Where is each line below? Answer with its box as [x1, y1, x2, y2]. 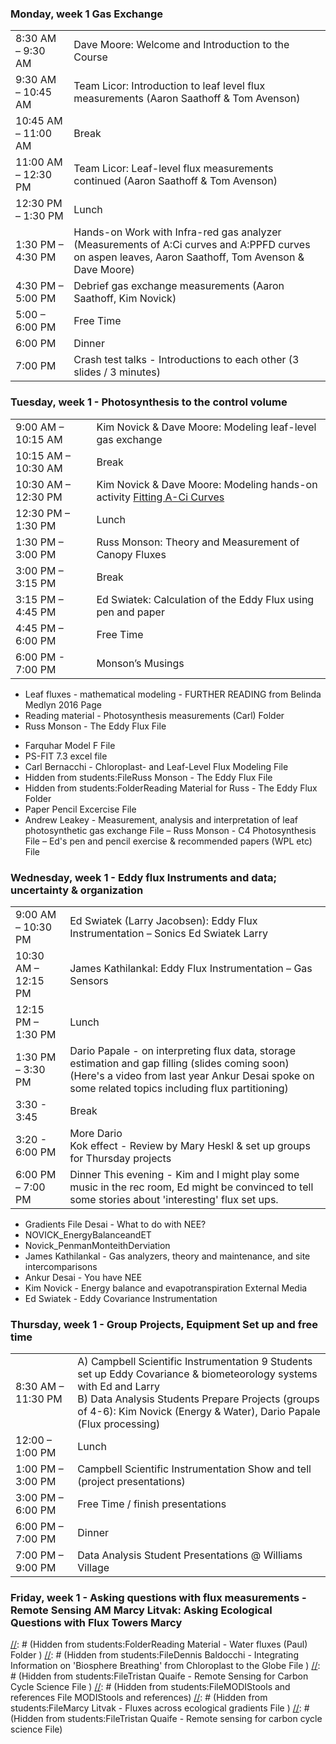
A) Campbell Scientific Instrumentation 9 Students [77, 1355, 313, 1369]
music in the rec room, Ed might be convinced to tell [69, 1180, 314, 1194]
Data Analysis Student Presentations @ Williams [77, 1548, 303, 1562]
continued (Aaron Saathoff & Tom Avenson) [73, 174, 278, 188]
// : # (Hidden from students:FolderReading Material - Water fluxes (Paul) [10, 1638, 308, 1651]
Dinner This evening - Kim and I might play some [69, 1167, 300, 1181]
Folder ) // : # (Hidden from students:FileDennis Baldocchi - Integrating [10, 1649, 299, 1661]
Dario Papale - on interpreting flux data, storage [69, 1043, 297, 1057]
